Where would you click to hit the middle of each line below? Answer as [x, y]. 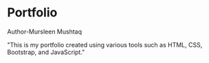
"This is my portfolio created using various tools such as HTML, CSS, [105, 45]
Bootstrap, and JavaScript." [46, 52]
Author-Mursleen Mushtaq [45, 32]
